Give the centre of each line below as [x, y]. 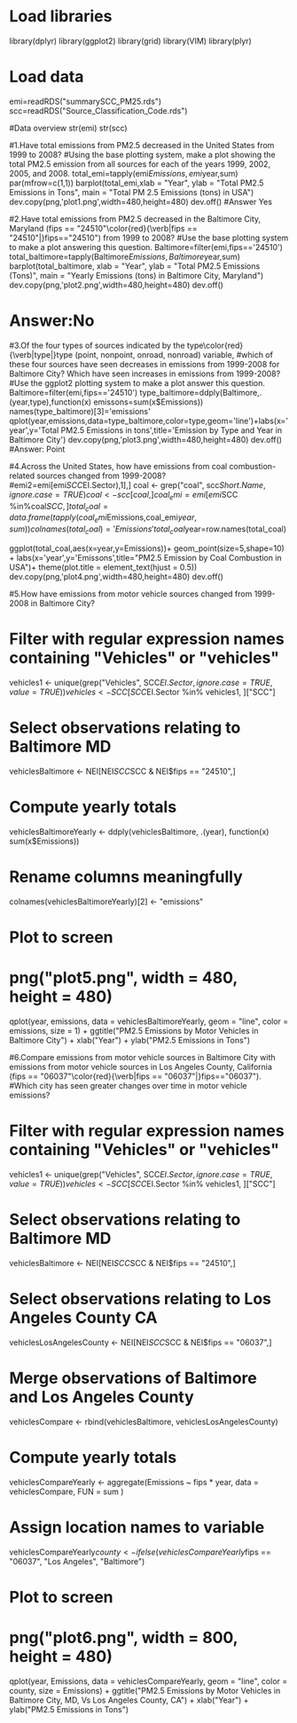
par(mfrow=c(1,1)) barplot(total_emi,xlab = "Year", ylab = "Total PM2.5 [137, 183]
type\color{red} [215, 345]
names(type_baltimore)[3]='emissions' [80, 411]
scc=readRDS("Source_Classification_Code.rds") [98, 110]
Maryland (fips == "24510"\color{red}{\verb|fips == [103, 228]
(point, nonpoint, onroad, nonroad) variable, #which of [174, 354]
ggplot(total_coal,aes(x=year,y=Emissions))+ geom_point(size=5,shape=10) [147, 548]
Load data [47, 77]
